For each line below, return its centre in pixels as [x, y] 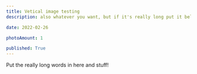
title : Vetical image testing [43, 11]
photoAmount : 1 [25, 38]
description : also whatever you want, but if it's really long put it [94, 17]
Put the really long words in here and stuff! [57, 65]
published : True [26, 48]
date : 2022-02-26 [27, 27]
